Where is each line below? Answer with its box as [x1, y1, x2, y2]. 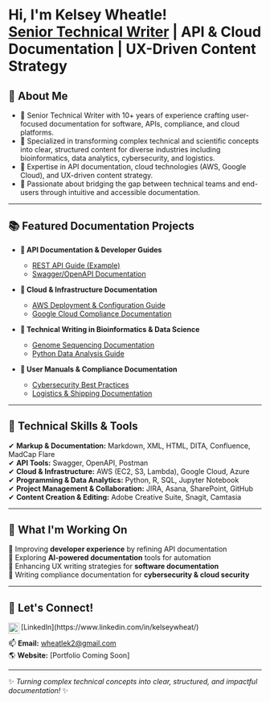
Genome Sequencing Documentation [31, 340, 155, 350]
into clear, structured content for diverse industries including [19, 145, 221, 154]
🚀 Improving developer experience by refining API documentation [8, 544, 227, 554]
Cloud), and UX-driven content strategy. [19, 171, 153, 180]
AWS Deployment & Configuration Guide [31, 300, 166, 309]
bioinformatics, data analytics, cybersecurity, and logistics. [19, 153, 215, 163]
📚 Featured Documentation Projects [8, 219, 195, 233]
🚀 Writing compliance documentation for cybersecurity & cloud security [8, 570, 250, 579]
